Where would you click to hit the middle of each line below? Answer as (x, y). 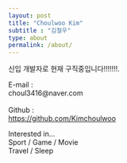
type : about (28, 38)
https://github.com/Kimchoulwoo (62, 118)
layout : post (30, 16)
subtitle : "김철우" (40, 30)
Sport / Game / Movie (43, 142)
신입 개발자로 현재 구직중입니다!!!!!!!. (64, 69)
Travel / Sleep (31, 151)
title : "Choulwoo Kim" (46, 23)
